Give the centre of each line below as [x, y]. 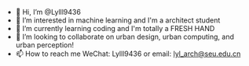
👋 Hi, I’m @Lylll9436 [48, 12]
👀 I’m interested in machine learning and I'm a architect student [118, 20]
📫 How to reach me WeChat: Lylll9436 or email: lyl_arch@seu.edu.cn [128, 54]
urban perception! [45, 45]
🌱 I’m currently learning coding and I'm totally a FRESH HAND [115, 28]
